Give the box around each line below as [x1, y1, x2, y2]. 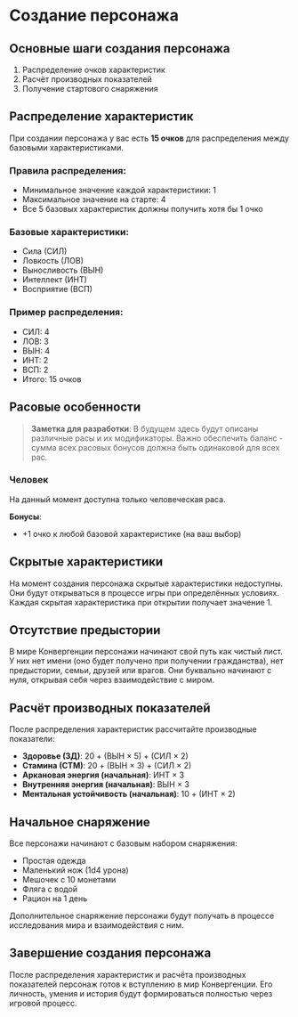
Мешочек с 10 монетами [21, 875, 117, 885]
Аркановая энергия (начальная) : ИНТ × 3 [21, 769, 185, 780]
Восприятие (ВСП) [21, 284, 93, 295]
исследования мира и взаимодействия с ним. [9, 920, 184, 931]
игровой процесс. [9, 997, 77, 1008]
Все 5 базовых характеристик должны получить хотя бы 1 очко [21, 204, 264, 215]
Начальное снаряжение [9, 814, 150, 829]
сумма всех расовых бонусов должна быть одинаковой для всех [30, 442, 280, 452]
